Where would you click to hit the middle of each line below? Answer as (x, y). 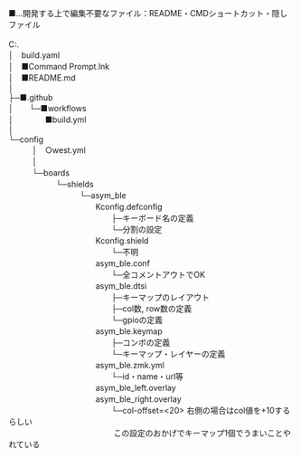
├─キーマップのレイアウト (160, 297)
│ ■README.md (42, 78)
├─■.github (31, 97)
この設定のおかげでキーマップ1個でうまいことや (202, 433)
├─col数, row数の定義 (151, 309)
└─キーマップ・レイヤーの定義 (168, 354)
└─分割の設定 (136, 229)
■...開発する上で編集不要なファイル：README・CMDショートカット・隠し (148, 13)
